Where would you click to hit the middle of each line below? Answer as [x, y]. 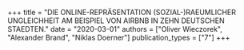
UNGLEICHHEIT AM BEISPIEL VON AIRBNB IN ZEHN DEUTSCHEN [116, 21]
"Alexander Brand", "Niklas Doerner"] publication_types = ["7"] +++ [119, 37]
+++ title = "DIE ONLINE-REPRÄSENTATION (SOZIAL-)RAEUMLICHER [122, 12]
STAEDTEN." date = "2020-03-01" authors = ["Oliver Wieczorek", [115, 29]
